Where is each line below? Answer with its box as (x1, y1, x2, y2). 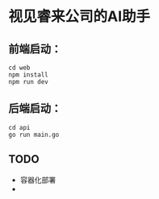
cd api (8, 123, 31, 131)
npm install (8, 71, 48, 79)
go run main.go (8, 131, 60, 139)
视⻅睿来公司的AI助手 (8, 7, 151, 26)
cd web (8, 64, 31, 72)
